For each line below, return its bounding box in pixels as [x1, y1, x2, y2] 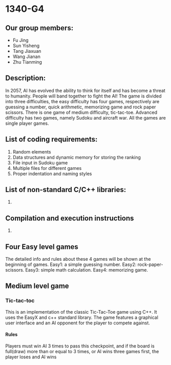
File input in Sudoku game [12, 160, 68, 166]
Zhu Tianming [12, 59, 42, 65]
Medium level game [5, 282, 69, 291]
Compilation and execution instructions [5, 214, 134, 222]
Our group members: [5, 24, 74, 32]
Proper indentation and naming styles [12, 170, 92, 177]
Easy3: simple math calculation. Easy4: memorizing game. [25, 267, 148, 273]
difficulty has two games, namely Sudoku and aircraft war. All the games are [5, 114, 166, 121]
